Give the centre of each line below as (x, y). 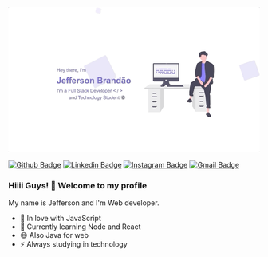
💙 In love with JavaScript (60, 219)
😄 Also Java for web (54, 235)
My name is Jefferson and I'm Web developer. (84, 203)
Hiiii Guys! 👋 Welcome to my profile (78, 185)
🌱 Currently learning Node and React (80, 227)
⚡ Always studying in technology (73, 244)
